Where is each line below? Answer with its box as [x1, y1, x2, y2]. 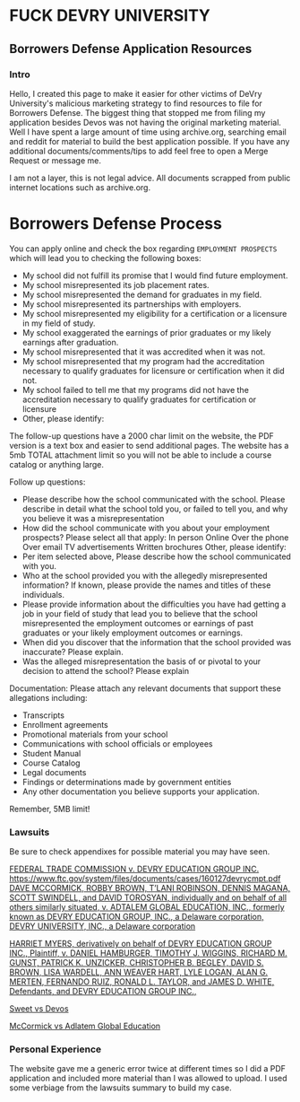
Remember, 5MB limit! [9, 803, 90, 814]
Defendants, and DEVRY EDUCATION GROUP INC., [9, 986, 197, 997]
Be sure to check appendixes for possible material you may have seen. [9, 846, 270, 857]
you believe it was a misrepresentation [21, 512, 165, 523]
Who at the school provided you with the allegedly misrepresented [21, 570, 268, 581]
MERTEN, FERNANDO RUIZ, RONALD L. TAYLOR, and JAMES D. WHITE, [9, 976, 275, 987]
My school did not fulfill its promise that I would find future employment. [21, 270, 288, 281]
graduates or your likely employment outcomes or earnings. [21, 627, 244, 638]
